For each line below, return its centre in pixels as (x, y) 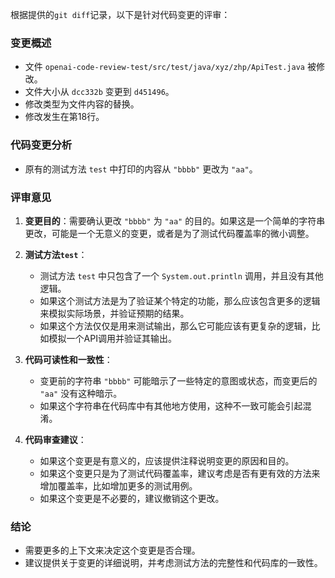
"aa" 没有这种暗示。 (81, 393)
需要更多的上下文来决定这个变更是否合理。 (112, 550)
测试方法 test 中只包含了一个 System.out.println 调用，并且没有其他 (181, 275)
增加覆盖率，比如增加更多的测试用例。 (118, 485)
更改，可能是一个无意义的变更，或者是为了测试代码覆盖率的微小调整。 (169, 233)
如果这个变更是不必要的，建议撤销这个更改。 (132, 498)
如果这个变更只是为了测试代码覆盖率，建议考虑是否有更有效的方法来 (180, 473)
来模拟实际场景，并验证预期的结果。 (114, 313)
